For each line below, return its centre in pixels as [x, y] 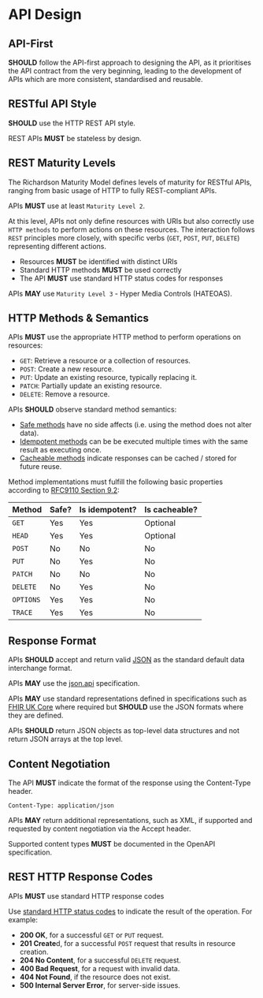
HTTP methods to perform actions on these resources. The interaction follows [131, 229]
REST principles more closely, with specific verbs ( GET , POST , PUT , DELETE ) [124, 237]
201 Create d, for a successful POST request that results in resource [128, 943]
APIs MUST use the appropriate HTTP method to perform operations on [125, 337]
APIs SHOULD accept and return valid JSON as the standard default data [127, 660]
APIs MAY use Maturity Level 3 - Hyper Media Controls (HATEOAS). [120, 293]
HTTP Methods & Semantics [79, 318]
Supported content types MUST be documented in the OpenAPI [112, 844]
